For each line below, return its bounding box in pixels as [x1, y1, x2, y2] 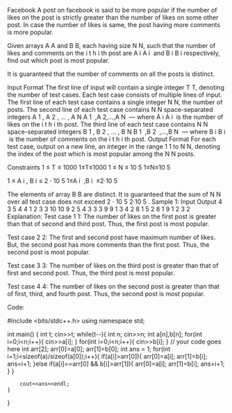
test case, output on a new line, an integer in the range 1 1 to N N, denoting [7, 143, 221, 150]
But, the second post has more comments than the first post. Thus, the [7, 241, 210, 249]
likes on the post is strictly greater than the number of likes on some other [7, 13, 219, 22]
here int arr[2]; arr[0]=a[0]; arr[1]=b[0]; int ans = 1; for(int [7, 345, 171, 353]
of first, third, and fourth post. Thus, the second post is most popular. [7, 290, 205, 298]
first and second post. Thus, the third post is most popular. [7, 269, 175, 277]
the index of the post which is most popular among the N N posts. [7, 149, 196, 158]
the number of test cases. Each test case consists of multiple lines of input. [7, 90, 222, 99]
